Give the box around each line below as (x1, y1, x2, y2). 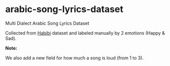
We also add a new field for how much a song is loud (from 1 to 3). (5, 54, 144, 61)
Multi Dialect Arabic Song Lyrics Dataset (5, 20, 90, 26)
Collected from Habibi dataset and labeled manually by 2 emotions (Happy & (5, 30, 165, 36)
